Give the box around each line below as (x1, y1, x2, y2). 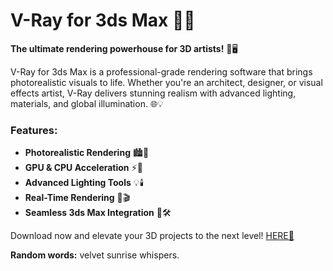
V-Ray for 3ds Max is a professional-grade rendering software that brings (10, 65, 313, 78)
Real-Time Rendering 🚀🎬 (24, 192, 131, 204)
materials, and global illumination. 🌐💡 (10, 97, 164, 109)
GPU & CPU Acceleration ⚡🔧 (24, 162, 143, 174)
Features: (10, 123, 58, 137)
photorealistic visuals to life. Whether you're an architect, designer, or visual (10, 76, 323, 88)
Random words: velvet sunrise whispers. (10, 249, 180, 261)
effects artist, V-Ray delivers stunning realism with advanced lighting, (10, 87, 297, 99)
